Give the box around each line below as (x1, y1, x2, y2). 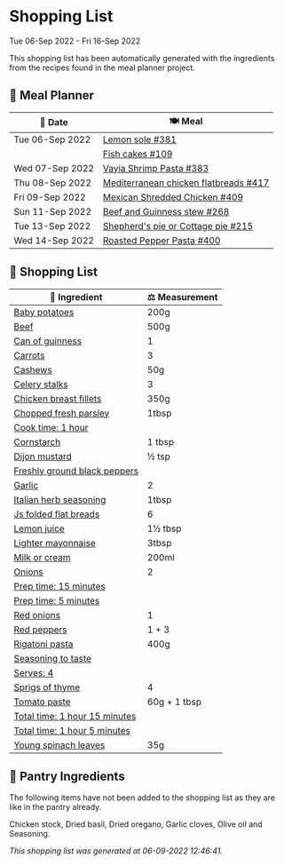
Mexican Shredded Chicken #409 (102, 191, 244, 203)
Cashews (13, 363, 53, 376)
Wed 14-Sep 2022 (13, 234, 95, 246)
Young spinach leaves (13, 739, 106, 751)
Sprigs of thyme (13, 681, 81, 694)
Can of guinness (13, 335, 83, 347)
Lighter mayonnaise (13, 536, 96, 549)
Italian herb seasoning (13, 493, 106, 505)
